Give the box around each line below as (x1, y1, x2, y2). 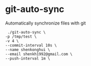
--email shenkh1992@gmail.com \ (5, 51, 72, 56)
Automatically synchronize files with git (5, 20, 86, 26)
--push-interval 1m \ (5, 56, 50, 61)
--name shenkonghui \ (5, 47, 50, 52)
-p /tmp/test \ (5, 34, 37, 39)
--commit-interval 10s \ (5, 42, 57, 48)
